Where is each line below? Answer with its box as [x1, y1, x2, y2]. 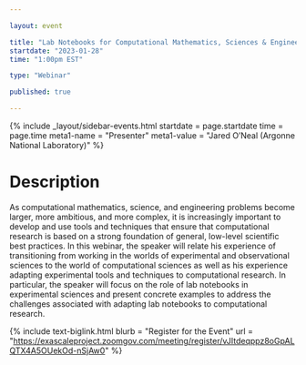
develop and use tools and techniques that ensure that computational [9, 220, 270, 232]
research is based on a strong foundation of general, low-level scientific [9, 230, 280, 241]
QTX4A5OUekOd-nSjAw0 [9, 345, 106, 356]
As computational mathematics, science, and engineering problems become [9, 201, 296, 212]
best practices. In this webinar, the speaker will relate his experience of [9, 240, 276, 251]
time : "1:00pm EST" [9, 55, 84, 64]
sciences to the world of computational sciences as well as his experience [9, 259, 289, 270]
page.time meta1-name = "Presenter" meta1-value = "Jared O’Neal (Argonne [9, 130, 296, 141]
